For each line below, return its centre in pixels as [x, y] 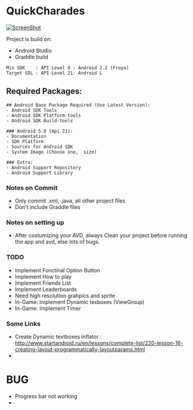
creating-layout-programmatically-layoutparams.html [80, 349]
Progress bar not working [46, 396]
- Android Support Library [40, 173]
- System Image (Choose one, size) [52, 152]
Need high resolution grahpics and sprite [65, 296]
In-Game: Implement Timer [48, 308]
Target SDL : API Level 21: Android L [54, 73]
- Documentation [26, 136]
